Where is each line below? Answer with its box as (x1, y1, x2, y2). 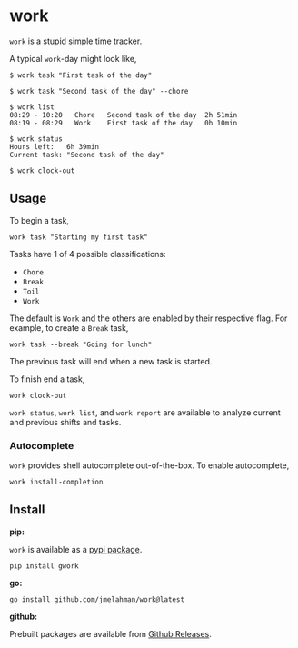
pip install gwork (9, 561, 79, 571)
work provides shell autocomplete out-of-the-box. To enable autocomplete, (9, 460, 290, 471)
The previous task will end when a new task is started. (9, 355, 213, 366)
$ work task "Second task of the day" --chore (9, 86, 189, 95)
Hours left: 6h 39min (9, 142, 100, 151)
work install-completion (9, 478, 104, 487)
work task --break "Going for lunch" (9, 340, 153, 349)
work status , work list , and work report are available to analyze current (9, 406, 282, 418)
